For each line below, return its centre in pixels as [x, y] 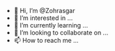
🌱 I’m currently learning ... [51, 25]
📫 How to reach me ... [46, 40]
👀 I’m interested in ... [43, 18]
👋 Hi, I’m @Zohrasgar [44, 11]
